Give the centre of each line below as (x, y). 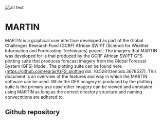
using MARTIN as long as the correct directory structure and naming (74, 91)
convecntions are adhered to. (35, 97)
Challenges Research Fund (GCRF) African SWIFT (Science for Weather (77, 45)
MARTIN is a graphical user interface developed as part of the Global (74, 40)
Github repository (32, 112)
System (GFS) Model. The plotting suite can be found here (63, 66)
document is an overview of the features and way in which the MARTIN (76, 76)
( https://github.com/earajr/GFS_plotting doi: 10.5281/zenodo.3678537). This (81, 71)
